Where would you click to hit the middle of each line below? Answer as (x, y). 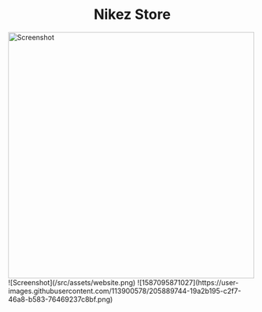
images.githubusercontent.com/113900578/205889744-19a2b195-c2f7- (125, 291)
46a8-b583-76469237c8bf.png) (61, 299)
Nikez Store (132, 15)
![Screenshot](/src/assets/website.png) (72, 282)
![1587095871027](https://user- (188, 282)
